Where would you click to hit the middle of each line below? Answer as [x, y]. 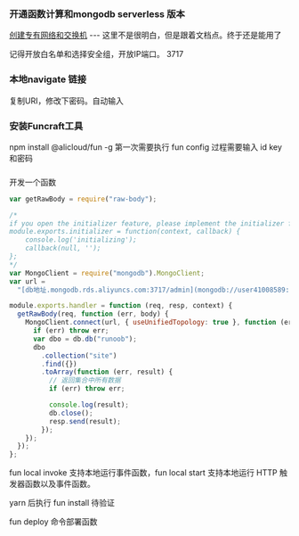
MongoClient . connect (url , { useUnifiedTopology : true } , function [151, 323]
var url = [28, 281]
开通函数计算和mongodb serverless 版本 [97, 13]
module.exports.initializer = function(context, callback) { [125, 232]
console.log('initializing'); [81, 240]
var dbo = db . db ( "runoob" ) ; [85, 339]
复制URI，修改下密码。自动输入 [67, 101]
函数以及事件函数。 [60, 484]
